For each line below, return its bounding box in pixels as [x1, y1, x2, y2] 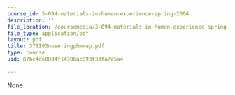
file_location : [7, 23, 52, 30]
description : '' [7, 17, 55, 24]
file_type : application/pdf [7, 29, 90, 37]
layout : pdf [7, 36, 42, 43]
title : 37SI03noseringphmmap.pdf [7, 43, 105, 50]
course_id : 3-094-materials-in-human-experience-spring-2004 [7, 10, 190, 17]
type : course [7, 50, 45, 57]
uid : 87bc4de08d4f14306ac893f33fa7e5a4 [7, 56, 124, 63]
